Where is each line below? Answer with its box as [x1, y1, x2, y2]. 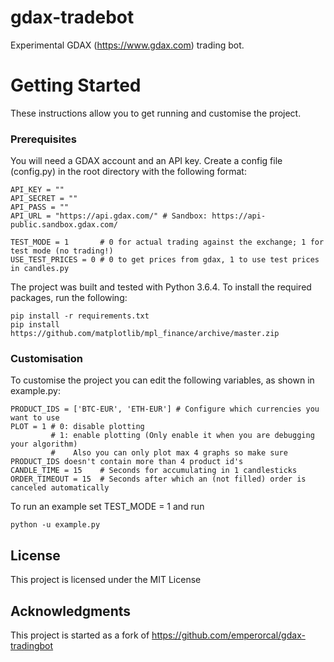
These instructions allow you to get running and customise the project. [10, 107, 302, 119]
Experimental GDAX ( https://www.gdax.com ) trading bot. [10, 39, 245, 51]
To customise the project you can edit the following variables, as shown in [10, 374, 315, 386]
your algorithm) [10, 439, 78, 450]
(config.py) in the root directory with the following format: [10, 166, 247, 178]
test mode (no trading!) [10, 246, 114, 256]
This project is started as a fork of [10, 629, 150, 641]
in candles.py [10, 264, 70, 274]
